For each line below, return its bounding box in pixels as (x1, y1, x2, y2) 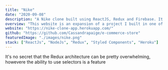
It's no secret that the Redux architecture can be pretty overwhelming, (5, 53, 151, 59)
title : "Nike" (5, 7, 35, 12)
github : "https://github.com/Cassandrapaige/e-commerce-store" (5, 30, 141, 35)
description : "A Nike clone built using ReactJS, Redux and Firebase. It (5, 16, 163, 21)
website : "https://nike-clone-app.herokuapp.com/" (5, 26, 114, 31)
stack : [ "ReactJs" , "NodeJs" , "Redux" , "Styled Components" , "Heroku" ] (5, 40, 159, 45)
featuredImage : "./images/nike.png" (5, 35, 82, 40)
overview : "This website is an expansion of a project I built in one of (5, 21, 163, 26)
